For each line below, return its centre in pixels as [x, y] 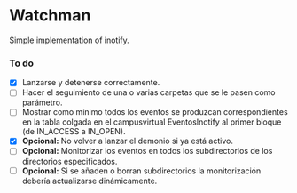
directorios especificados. [70, 161]
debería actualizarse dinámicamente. [90, 181]
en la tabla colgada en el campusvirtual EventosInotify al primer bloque [152, 122]
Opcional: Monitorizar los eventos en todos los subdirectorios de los [147, 151]
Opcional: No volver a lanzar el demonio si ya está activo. [127, 141]
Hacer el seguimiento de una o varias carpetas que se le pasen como [148, 92]
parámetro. [42, 102]
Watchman [50, 16]
